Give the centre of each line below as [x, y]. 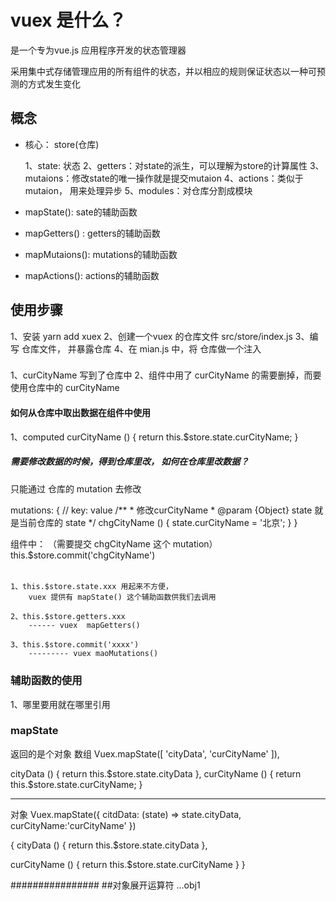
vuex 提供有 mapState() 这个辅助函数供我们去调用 [122, 597]
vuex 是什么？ [68, 20]
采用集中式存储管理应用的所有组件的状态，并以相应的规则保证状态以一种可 [163, 71]
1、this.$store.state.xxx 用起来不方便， [91, 587]
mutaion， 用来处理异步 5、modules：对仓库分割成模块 [138, 190]
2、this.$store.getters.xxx [68, 617]
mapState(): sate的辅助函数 [81, 212]
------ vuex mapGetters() [84, 626]
